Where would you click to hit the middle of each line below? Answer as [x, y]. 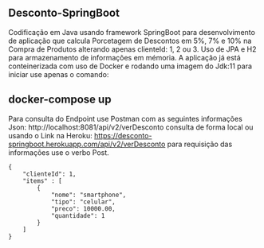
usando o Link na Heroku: [51, 135]
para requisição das [200, 144]
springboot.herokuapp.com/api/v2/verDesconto [87, 144]
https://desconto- [123, 135]
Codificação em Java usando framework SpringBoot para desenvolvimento [132, 32]
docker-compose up [60, 100]
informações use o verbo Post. [59, 152]
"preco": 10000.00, [83, 209]
